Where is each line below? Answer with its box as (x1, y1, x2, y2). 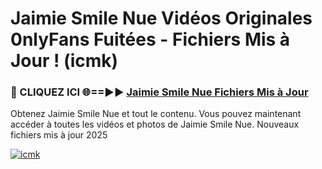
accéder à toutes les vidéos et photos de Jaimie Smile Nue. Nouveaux (10, 118, 300, 131)
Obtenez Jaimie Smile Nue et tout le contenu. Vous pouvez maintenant (10, 108, 302, 120)
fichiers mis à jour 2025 (10, 129, 108, 141)
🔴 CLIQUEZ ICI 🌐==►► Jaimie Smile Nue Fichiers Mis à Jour (10, 85, 309, 99)
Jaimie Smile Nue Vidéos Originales (10, 7, 313, 30)
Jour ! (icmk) (10, 50, 119, 72)
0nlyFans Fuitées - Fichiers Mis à (10, 28, 291, 51)
